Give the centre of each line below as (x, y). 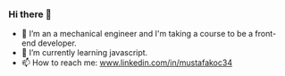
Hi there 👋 (30, 14)
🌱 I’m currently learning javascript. (84, 53)
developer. (57, 43)
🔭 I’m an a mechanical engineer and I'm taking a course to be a (137, 34)
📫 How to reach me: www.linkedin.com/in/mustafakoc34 (127, 63)
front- (266, 34)
